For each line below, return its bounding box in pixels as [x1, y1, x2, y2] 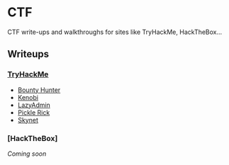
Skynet [17, 115, 39, 124]
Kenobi [17, 93, 39, 101]
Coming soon [7, 149, 47, 158]
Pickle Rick [17, 108, 50, 117]
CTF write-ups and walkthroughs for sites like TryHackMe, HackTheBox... [7, 28, 223, 36]
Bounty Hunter [17, 86, 61, 94]
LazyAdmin [17, 101, 51, 109]
